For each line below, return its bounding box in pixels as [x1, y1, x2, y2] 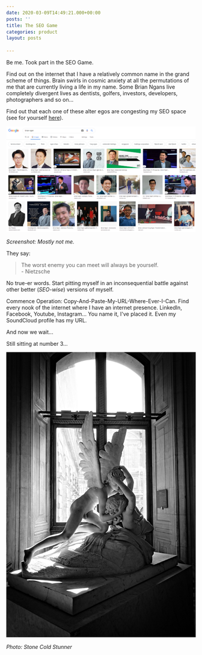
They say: [6, 250, 31, 257]
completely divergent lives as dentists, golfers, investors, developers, [6, 90, 178, 96]
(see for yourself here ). [6, 114, 64, 121]
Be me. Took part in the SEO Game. [6, 59, 94, 66]
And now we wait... [6, 328, 54, 336]
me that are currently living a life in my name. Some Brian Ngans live [6, 83, 176, 90]
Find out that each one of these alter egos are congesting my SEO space [6, 108, 186, 114]
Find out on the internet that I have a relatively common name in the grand [6, 71, 189, 78]
